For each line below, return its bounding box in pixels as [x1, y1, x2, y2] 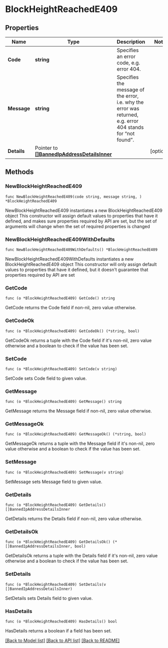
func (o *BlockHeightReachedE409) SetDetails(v [5, 582, 106, 587]
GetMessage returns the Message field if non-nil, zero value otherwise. [5, 408, 152, 414]
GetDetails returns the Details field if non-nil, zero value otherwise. [5, 516, 142, 522]
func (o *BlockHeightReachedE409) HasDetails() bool [5, 619, 117, 624]
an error [116, 53, 136, 60]
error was [116, 105, 139, 112]
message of [116, 86, 145, 93]
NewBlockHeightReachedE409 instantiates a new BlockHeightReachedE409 [5, 207, 162, 213]
